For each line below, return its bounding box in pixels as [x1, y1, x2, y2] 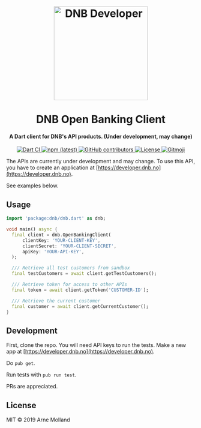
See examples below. [6, 182, 59, 189]
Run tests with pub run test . [6, 371, 77, 378]
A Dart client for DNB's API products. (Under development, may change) [8, 133, 193, 140]
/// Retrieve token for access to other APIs [11, 282, 128, 288]
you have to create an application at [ [6, 164, 98, 171]
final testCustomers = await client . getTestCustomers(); [11, 271, 157, 277]
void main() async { [6, 226, 58, 232]
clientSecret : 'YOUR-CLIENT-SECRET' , [22, 243, 117, 249]
